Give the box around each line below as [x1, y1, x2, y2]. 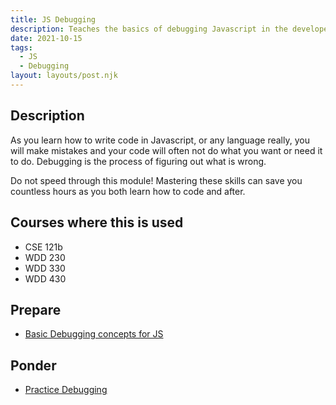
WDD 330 [24, 262, 66, 274]
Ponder [10, 357, 57, 374]
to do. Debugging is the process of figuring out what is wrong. [10, 155, 267, 167]
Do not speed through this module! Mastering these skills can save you [10, 174, 303, 186]
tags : [10, 42, 33, 53]
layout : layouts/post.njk [10, 71, 118, 81]
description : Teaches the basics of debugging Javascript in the [10, 24, 288, 34]
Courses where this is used [10, 214, 184, 231]
